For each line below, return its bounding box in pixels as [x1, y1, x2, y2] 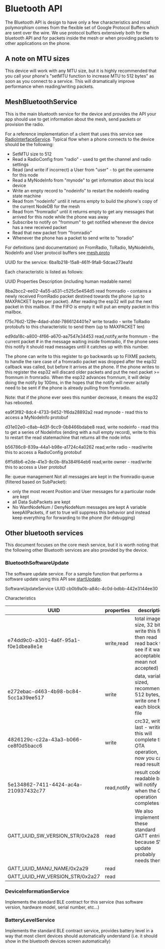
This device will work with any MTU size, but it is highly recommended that [5, 68, 157, 74]
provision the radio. [5, 121, 44, 127]
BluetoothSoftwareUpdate [5, 560, 69, 567]
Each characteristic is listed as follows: [5, 268, 83, 274]
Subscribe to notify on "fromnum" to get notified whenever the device [12, 219, 154, 225]
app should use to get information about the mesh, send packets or [5, 116, 141, 122]
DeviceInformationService [5, 888, 70, 895]
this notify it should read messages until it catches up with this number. [5, 343, 149, 349]
